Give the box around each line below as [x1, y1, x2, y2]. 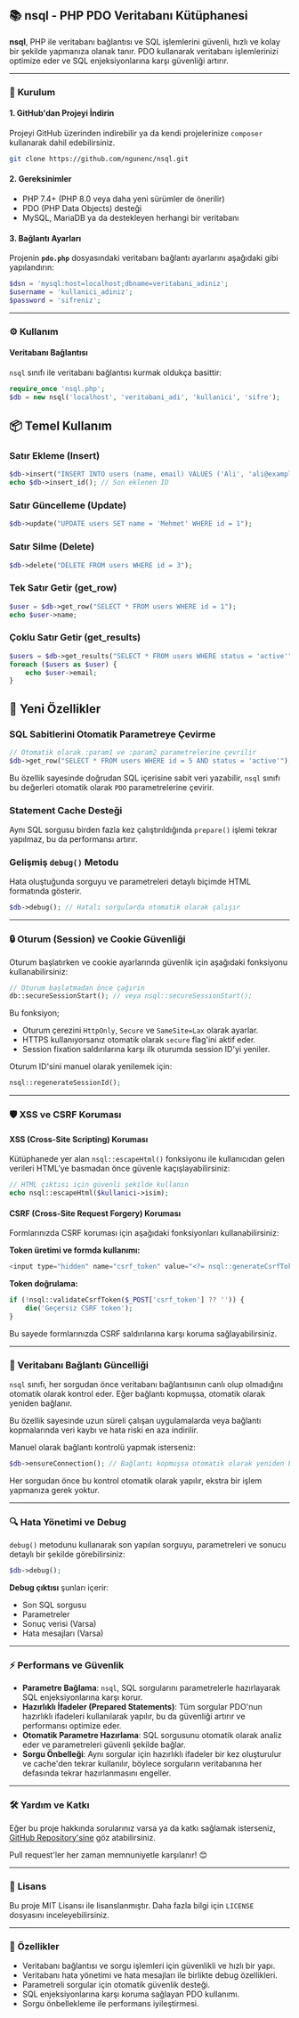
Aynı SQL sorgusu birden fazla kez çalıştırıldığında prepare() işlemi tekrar [9, 824, 278, 836]
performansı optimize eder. [21, 1720, 122, 1731]
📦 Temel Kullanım [9, 419, 113, 434]
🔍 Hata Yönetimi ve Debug [9, 1516, 127, 1528]
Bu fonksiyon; [9, 1008, 60, 1018]
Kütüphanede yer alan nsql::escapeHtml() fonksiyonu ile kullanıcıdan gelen [9, 1154, 286, 1164]
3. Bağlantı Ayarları [9, 233, 82, 243]
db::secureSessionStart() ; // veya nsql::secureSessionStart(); [9, 992, 253, 1001]
